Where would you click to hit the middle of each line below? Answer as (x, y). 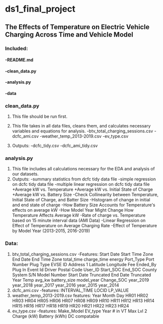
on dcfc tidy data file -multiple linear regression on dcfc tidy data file (81, 184)
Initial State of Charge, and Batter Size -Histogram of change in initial (81, 200)
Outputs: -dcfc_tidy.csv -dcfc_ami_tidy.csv (55, 146)
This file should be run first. (40, 117)
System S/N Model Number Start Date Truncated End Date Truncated (81, 275)
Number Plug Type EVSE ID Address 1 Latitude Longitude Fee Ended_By (84, 264)
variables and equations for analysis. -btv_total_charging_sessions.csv (82, 131)
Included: (17, 48)
